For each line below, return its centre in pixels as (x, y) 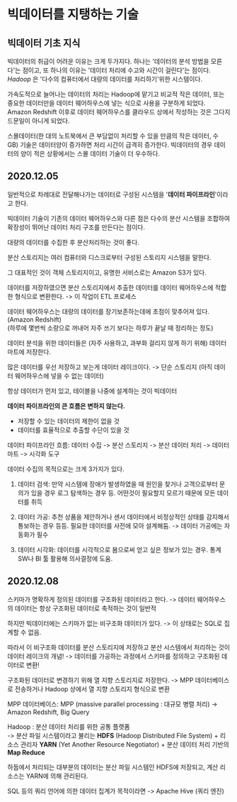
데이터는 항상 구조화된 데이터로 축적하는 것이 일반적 (86, 608)
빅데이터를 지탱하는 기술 (73, 15)
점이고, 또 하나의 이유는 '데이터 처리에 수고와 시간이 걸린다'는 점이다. (116, 70)
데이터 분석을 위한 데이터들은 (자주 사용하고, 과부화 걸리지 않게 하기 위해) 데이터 (117, 343)
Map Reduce (26, 752)
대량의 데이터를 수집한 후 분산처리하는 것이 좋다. (74, 242)
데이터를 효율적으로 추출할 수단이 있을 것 (73, 429)
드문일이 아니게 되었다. (39, 121)
